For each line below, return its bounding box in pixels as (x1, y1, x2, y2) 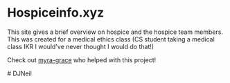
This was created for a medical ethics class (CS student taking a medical (7, 35, 215, 43)
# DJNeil (7, 69, 33, 77)
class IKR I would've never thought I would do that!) (7, 42, 154, 50)
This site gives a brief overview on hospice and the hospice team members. (7, 28, 224, 36)
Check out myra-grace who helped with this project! (7, 55, 157, 64)
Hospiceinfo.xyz (7, 5, 105, 21)
